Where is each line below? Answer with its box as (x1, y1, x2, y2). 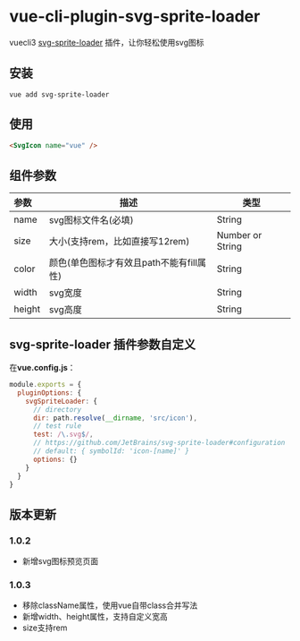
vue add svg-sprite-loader (9, 90, 110, 99)
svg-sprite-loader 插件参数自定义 (9, 337, 196, 352)
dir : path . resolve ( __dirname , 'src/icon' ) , (32, 414, 198, 423)
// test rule (32, 422, 82, 431)
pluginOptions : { (17, 388, 82, 397)
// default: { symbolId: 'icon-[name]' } (32, 447, 190, 456)
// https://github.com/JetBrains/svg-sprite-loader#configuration (32, 439, 286, 448)
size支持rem (21, 622, 68, 633)
